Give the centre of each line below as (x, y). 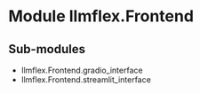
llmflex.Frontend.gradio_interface (82, 70)
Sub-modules (47, 49)
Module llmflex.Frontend (101, 16)
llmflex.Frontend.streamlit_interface (86, 80)
